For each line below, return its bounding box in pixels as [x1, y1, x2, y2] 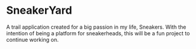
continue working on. [6, 36, 59, 43]
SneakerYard [6, 4, 72, 17]
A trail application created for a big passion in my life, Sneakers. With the [6, 23, 186, 30]
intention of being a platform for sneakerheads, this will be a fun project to [6, 29, 191, 36]
